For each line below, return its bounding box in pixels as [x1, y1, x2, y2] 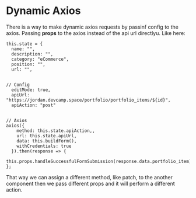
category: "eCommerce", [11, 56, 69, 62]
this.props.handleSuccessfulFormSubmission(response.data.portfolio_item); [6, 158, 194, 164]
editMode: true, [11, 86, 51, 93]
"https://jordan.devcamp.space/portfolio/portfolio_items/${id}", [6, 97, 171, 103]
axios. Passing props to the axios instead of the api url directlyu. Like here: [6, 29, 185, 36]
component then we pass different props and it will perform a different [6, 180, 175, 187]
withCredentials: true [16, 143, 72, 149]
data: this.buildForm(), [16, 138, 77, 144]
